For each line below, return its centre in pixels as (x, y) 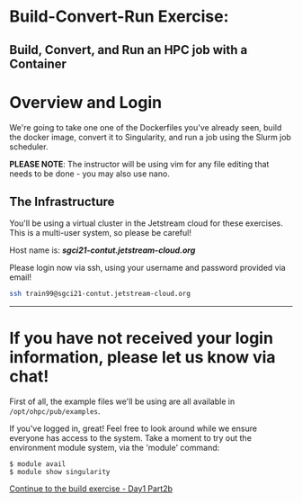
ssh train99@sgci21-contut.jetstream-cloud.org (100, 294)
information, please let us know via (142, 358)
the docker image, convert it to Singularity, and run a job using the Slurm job (151, 137)
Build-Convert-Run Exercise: (119, 17)
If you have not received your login (142, 338)
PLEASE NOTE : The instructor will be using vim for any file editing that (139, 164)
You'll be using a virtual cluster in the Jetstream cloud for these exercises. (146, 223)
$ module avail (38, 464)
